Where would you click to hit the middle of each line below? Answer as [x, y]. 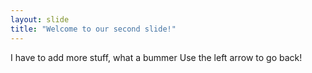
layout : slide [40, 19]
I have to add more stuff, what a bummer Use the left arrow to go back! [156, 57]
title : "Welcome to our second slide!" [93, 29]
